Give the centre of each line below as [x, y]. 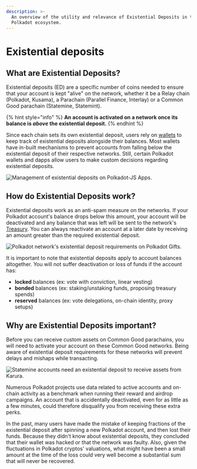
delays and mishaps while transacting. [52, 358]
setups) [24, 307]
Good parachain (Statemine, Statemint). [54, 106]
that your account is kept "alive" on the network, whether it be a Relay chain [98, 93]
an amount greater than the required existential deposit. [73, 235]
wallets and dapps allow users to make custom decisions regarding [87, 160]
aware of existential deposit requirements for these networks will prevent [94, 352]
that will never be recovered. [40, 461]
